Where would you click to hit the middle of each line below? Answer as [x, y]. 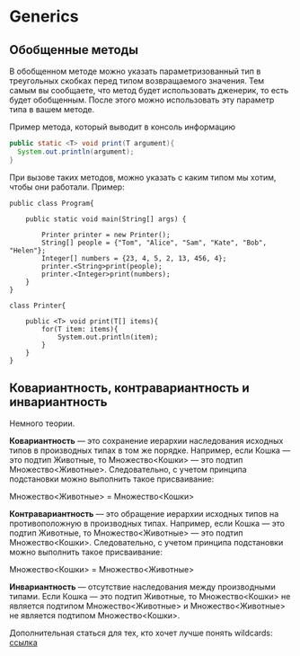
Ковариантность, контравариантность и [129, 388]
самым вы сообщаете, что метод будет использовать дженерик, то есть [149, 90]
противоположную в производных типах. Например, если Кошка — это [147, 524]
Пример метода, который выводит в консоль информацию [123, 127]
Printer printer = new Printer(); [106, 235]
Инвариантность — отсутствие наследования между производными [142, 587]
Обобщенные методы [74, 50]
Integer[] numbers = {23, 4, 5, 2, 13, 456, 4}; [134, 258]
